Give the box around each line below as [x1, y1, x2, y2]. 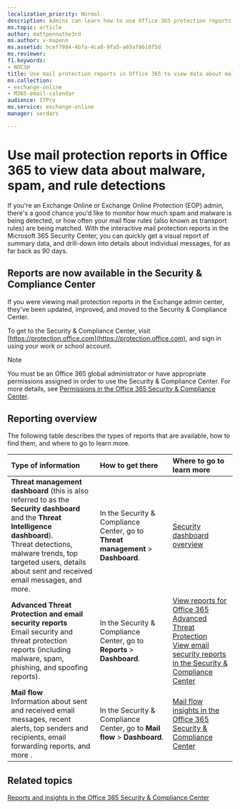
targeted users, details [11, 558, 86, 568]
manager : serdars [7, 110, 59, 117]
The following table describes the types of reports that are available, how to [7, 431, 231, 440]
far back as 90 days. [7, 246, 68, 255]
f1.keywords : [7, 57, 46, 64]
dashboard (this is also [11, 486, 89, 496]
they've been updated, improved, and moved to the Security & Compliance [7, 305, 227, 313]
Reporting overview [7, 412, 98, 425]
